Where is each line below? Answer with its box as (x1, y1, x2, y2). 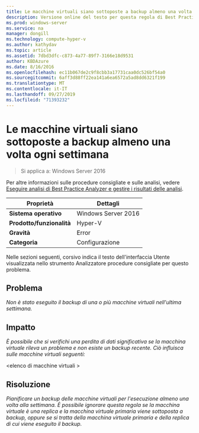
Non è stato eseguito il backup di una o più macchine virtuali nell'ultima (6, 299, 182, 306)
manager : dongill (6, 31, 49, 37)
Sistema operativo (9, 209, 62, 217)
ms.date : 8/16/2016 (6, 63, 54, 70)
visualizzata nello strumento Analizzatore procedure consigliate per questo (6, 259, 189, 267)
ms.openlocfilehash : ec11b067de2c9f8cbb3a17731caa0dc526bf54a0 (6, 69, 166, 75)
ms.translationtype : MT (6, 81, 65, 87)
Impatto (6, 322, 36, 332)
